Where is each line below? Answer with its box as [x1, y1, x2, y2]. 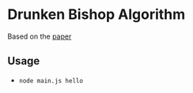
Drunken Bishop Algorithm [7, 6, 186, 24]
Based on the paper [7, 32, 72, 41]
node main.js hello [18, 76, 84, 84]
